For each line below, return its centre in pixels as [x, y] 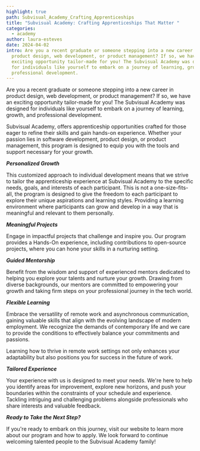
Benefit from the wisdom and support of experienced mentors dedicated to [98, 272]
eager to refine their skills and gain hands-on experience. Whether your [94, 133]
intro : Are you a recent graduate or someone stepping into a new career [100, 51]
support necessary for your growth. [50, 152]
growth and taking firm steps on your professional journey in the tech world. [99, 291]
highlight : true [26, 12]
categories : [21, 28]
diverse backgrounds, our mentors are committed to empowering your [92, 285]
